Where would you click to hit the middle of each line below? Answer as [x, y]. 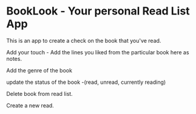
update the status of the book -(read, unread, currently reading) [86, 82]
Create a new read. [30, 105]
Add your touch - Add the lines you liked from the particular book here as [98, 52]
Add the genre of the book [39, 70]
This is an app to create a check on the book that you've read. [84, 40]
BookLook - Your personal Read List [98, 11]
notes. [14, 59]
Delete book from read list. [39, 93]
